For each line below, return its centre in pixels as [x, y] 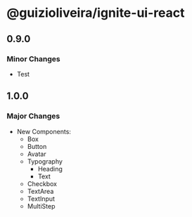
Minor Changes [33, 59]
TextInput [41, 199]
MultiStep [41, 206]
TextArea [40, 191]
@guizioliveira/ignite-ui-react [96, 13]
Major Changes [33, 116]
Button [37, 146]
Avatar [37, 154]
